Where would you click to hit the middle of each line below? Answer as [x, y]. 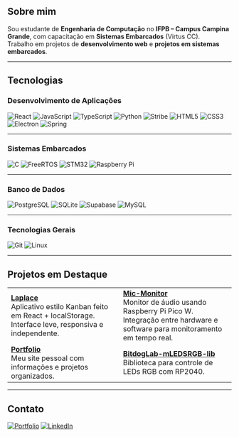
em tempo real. [148, 338]
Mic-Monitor [146, 293]
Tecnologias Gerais [42, 230]
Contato [26, 409]
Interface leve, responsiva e [57, 325]
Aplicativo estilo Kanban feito [60, 307]
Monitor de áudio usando [165, 303]
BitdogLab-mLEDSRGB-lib [169, 354]
